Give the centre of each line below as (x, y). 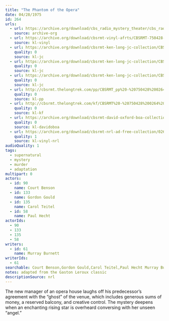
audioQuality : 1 (22, 146)
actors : (13, 179)
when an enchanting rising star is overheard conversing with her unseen (80, 307)
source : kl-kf (29, 113)
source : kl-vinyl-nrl (37, 141)
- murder (19, 164)
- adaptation (23, 169)
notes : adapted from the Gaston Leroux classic (56, 272)
